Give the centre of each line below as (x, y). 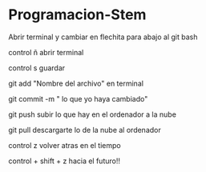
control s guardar (37, 68)
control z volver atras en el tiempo (65, 145)
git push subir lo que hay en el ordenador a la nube (92, 114)
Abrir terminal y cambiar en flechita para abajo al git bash (103, 37)
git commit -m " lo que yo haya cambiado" (78, 98)
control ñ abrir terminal (46, 52)
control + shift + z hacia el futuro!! (64, 161)
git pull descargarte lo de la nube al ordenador (85, 130)
